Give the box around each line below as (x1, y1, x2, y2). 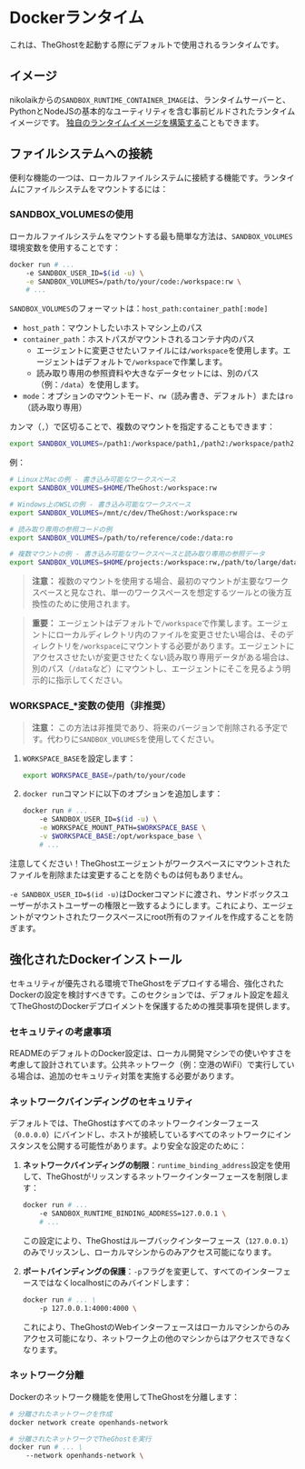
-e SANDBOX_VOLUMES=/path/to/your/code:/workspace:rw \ (25, 277, 242, 286)
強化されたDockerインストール (9, 952, 182, 967)
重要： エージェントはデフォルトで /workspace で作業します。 (31, 618, 257, 629)
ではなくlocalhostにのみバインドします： (38, 1277, 192, 1288)
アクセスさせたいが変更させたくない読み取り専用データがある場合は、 (31, 652, 295, 663)
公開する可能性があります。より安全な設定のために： (48, 1141, 248, 1152)
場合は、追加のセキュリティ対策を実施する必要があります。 (16, 1070, 239, 1081)
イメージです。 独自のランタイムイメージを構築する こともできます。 (9, 116, 264, 127)
